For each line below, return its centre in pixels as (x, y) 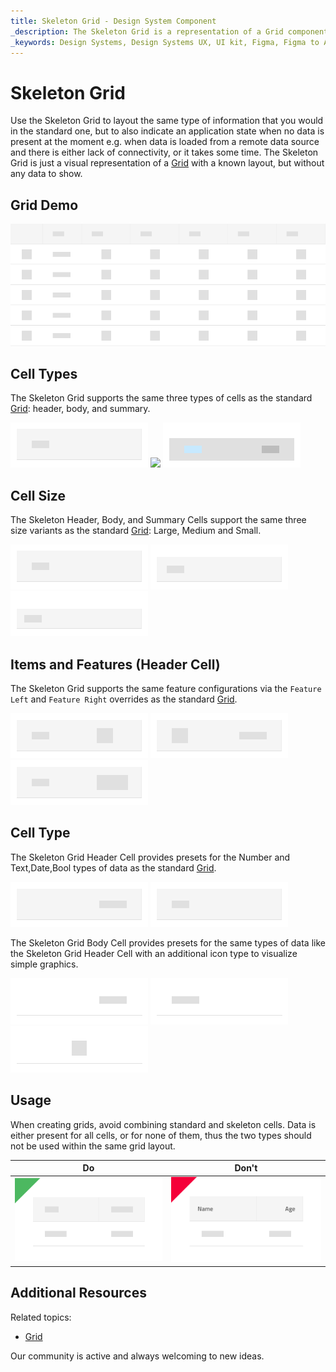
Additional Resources (78, 1293)
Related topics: (41, 1317)
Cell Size (38, 495)
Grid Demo (44, 205)
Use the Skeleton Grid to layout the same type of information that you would (167, 121)
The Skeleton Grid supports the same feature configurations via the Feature (166, 689)
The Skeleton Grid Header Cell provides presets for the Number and (150, 857)
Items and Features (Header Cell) (115, 664)
